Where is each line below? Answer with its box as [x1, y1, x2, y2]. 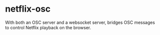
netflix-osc [5, 3, 51, 15]
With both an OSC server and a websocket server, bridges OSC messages [5, 19, 156, 25]
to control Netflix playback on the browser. [5, 24, 91, 30]
